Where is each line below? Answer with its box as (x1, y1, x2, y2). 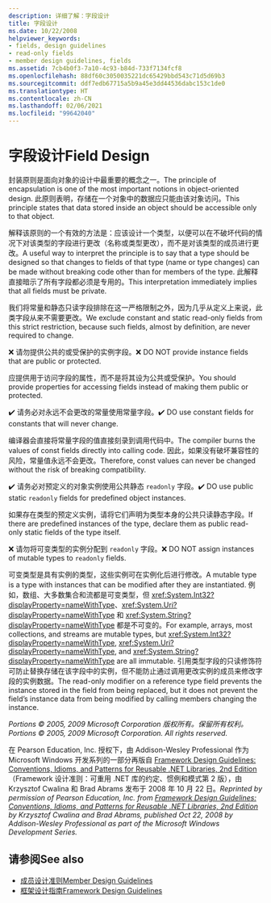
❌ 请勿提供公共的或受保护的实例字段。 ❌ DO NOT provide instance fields (8, 346, 248, 356)
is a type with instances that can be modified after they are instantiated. (8, 579, 247, 590)
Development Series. (8, 827, 78, 837)
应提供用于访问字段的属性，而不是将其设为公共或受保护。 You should (8, 372, 236, 382)
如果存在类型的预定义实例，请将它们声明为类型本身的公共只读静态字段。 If (8, 510, 253, 519)
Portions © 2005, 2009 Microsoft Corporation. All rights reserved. (8, 728, 228, 737)
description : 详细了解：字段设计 (8, 11, 110, 20)
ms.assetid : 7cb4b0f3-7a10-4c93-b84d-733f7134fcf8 (8, 65, 182, 73)
